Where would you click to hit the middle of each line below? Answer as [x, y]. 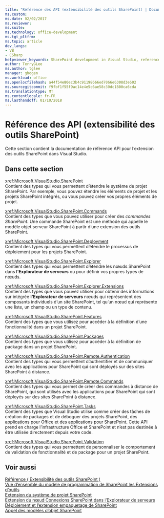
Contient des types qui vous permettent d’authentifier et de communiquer [79, 361]
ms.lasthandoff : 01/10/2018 [34, 101]
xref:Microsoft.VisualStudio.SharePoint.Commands [56, 211]
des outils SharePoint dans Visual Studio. [46, 154]
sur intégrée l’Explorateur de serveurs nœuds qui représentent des [73, 297]
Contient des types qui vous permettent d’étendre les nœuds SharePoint [78, 266]
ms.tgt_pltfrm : [20, 37]
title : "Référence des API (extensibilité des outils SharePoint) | [76, 10]
